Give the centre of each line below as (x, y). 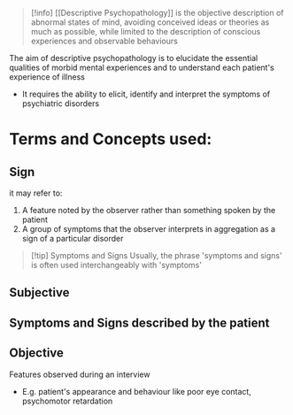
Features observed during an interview (80, 374)
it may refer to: (36, 193)
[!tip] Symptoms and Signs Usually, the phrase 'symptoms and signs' (156, 255)
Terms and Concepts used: (111, 139)
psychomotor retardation (67, 401)
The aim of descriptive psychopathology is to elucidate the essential (134, 58)
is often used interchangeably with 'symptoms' (116, 265)
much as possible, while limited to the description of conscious (146, 31)
